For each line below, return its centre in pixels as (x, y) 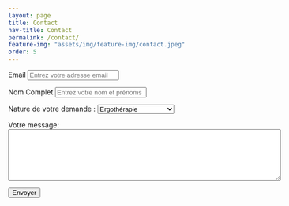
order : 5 (23, 52)
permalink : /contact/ (44, 37)
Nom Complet (31, 92)
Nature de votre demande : (52, 109)
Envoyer (24, 193)
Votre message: (34, 125)
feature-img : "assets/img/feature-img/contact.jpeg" (97, 45)
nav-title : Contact (40, 30)
